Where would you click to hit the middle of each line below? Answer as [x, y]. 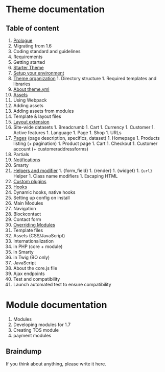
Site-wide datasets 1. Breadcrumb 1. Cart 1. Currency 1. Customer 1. [84, 127]
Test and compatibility [37, 279]
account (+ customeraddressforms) [51, 149]
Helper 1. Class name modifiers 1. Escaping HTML [65, 176]
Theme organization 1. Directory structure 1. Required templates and [85, 78]
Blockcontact [27, 214]
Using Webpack [30, 100]
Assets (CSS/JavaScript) [39, 235]
